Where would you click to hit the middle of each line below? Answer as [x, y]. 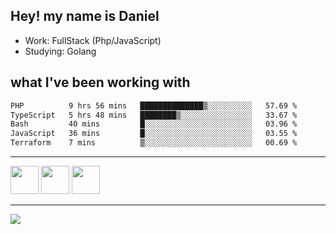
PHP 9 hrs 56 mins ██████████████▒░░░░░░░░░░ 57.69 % [154, 105]
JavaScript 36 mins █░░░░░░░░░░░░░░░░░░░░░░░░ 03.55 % [154, 134]
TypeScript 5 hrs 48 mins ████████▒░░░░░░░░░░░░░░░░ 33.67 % [154, 115]
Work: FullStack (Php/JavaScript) [93, 40]
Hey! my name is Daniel [85, 16]
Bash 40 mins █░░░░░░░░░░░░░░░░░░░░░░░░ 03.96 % [154, 124]
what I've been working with [100, 82]
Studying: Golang [60, 51]
